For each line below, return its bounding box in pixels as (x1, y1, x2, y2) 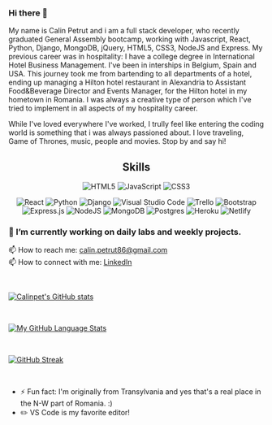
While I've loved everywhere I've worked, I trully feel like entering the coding (8, 119, 265, 129)
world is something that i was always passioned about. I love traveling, (8, 128, 244, 137)
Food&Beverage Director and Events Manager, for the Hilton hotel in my (8, 86, 248, 96)
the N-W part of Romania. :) (19, 398, 113, 409)
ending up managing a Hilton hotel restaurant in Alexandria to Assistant (8, 77, 246, 88)
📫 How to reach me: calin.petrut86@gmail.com (8, 245, 168, 255)
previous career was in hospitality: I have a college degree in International (8, 52, 256, 62)
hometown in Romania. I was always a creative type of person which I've (8, 95, 252, 105)
